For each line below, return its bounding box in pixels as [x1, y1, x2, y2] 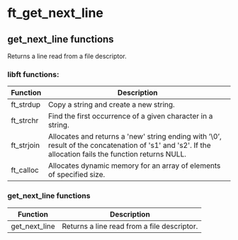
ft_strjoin [11, 140, 40, 150]
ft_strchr [11, 115, 39, 125]
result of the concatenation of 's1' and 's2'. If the [48, 140, 211, 150]
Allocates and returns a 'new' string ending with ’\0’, [48, 132, 222, 142]
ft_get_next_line [7, 5, 104, 21]
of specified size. [48, 170, 106, 180]
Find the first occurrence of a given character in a [48, 111, 213, 121]
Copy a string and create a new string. [48, 100, 175, 110]
